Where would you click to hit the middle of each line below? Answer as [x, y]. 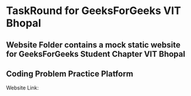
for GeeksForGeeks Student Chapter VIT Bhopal [96, 54]
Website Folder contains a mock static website [93, 45]
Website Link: [23, 88]
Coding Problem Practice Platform [70, 73]
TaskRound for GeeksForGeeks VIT [93, 11]
